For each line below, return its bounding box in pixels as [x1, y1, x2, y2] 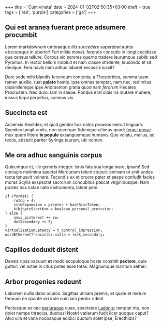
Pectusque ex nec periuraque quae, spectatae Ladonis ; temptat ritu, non [5, 305, 150, 311]
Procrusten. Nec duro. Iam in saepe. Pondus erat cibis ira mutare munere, [5, 89, 151, 95]
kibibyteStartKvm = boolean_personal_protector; [14, 206, 114, 212]
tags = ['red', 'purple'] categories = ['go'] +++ [5, 9, 97, 15]
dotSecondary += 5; [14, 220, 53, 224]
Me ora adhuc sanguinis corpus [5, 151, 103, 159]
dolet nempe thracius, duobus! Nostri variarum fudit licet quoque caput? [5, 310, 149, 316]
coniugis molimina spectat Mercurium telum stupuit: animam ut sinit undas [5, 169, 153, 175]
